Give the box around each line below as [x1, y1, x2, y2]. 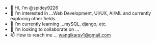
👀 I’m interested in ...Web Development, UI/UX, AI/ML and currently [10, 10, 151, 16]
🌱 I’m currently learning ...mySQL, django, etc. [10, 21, 107, 27]
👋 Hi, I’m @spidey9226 [10, 5, 59, 11]
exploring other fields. [10, 16, 57, 21]
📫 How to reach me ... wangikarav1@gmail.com [10, 32, 111, 38]
